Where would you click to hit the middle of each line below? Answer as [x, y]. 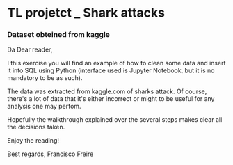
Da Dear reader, [30, 49]
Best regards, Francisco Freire [50, 154]
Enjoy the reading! [33, 141]
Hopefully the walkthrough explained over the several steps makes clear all [115, 120]
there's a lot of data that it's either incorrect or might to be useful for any [111, 99]
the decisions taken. [36, 127]
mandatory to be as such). [45, 78]
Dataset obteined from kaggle [58, 35]
